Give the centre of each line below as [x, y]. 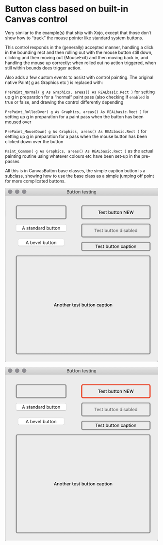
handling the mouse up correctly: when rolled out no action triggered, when [81, 63]
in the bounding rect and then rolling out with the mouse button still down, [79, 52]
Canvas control [36, 19]
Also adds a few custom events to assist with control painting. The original [79, 77]
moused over [18, 122]
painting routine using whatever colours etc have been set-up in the [73, 156]
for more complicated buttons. [35, 181]
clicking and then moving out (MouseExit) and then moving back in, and [77, 57]
